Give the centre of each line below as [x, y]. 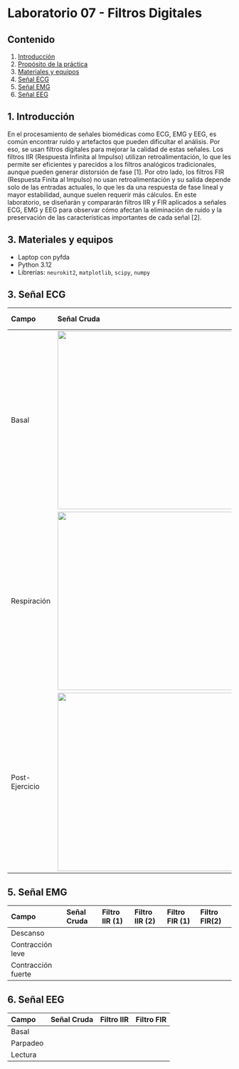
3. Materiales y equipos [60, 240]
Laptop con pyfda [43, 257]
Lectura [24, 1055]
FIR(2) [211, 921]
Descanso [28, 934]
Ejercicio [26, 787]
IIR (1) [112, 921]
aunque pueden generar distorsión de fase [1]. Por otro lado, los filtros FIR [116, 172]
